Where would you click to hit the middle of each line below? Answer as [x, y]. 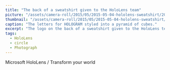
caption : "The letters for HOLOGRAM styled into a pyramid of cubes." [81, 24]
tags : [11, 33]
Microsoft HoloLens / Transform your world [50, 62]
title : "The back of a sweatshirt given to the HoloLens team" [73, 10]
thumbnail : [17, 19]
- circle [19, 43]
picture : [14, 15]
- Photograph [24, 48]
